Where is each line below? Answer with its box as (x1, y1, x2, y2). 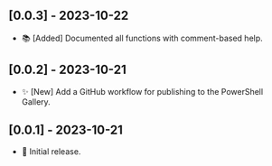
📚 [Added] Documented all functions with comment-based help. (21, 32, 263, 43)
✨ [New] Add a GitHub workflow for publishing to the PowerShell (21, 86, 264, 97)
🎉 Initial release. (21, 146, 81, 157)
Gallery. (21, 96, 51, 107)
